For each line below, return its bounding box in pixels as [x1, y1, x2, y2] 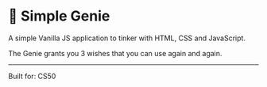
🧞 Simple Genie [8, 7, 110, 25]
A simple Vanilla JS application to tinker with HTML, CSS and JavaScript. [8, 33, 246, 43]
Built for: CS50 [8, 71, 56, 81]
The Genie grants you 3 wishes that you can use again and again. [8, 48, 222, 58]
